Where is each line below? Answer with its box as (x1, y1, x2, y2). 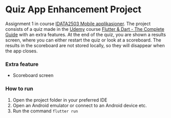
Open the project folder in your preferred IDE (12, 96, 108, 103)
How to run (5, 85, 33, 92)
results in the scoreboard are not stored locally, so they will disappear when (5, 42, 165, 48)
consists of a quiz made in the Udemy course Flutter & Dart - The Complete (5, 26, 165, 32)
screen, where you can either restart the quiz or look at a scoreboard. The (5, 37, 161, 43)
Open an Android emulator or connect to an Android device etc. (12, 102, 147, 108)
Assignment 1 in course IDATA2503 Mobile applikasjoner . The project (5, 21, 151, 27)
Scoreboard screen (12, 72, 54, 78)
